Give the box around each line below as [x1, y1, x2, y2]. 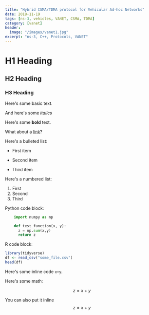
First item [12, 147, 31, 154]
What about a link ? [5, 129, 42, 135]
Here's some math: [5, 278, 43, 284]
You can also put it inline [5, 297, 55, 303]
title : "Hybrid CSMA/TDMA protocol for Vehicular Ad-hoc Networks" [5, 7, 145, 12]
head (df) [5, 260, 23, 265]
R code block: [5, 241, 33, 247]
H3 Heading [5, 89, 34, 96]
